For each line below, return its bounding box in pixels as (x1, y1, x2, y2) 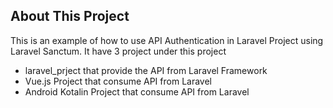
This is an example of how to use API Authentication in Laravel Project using (10, 34, 324, 46)
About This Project (10, 8, 130, 25)
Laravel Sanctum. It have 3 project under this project (10, 45, 227, 57)
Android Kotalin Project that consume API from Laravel (24, 85, 250, 98)
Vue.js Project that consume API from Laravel (24, 75, 212, 87)
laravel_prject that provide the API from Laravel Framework (24, 64, 268, 76)
